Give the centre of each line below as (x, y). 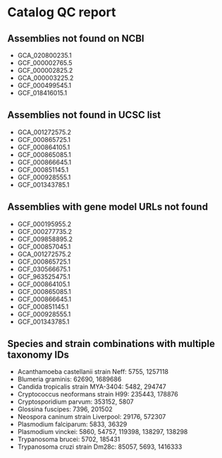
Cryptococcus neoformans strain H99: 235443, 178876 (98, 394)
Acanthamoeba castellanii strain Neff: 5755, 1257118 (93, 372)
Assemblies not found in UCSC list (84, 115)
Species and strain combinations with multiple (111, 344)
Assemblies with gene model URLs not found (108, 207)
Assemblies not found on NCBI (76, 39)
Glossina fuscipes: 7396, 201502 (65, 409)
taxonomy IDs (38, 355)
